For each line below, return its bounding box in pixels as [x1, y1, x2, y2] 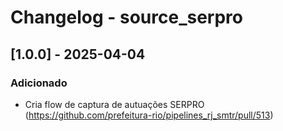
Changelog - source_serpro [10, 6, 244, 29]
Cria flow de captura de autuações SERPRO [24, 98, 205, 110]
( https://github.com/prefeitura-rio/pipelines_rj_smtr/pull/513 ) [24, 109, 274, 121]
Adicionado [10, 76, 68, 90]
